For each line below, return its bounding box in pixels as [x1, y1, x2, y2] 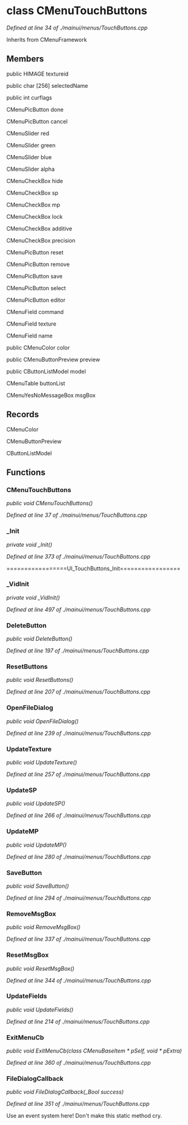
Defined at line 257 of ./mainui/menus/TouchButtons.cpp [6, 770, 151, 778]
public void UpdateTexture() [6, 759, 77, 766]
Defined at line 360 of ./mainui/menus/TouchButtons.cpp [6, 1059, 151, 1067]
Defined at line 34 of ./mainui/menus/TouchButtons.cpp [6, 24, 148, 31]
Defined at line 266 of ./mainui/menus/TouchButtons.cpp [6, 812, 151, 819]
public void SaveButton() [6, 882, 69, 890]
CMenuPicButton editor [6, 296, 66, 304]
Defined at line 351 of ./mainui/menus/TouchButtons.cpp [6, 1100, 150, 1108]
